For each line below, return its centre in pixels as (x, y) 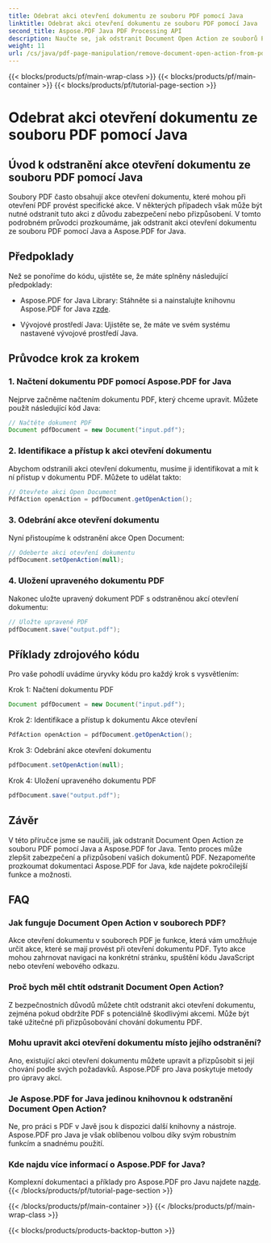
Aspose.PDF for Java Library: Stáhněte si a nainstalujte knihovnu (127, 300)
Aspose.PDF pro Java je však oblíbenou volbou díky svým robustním (122, 1135)
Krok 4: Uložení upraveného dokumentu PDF (83, 780)
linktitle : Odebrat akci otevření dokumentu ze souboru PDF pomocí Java (133, 23)
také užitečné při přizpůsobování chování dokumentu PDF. (106, 1022)
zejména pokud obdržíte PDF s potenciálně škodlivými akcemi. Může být (129, 1013)
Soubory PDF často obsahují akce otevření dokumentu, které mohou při (127, 197)
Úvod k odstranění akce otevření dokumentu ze (130, 165)
